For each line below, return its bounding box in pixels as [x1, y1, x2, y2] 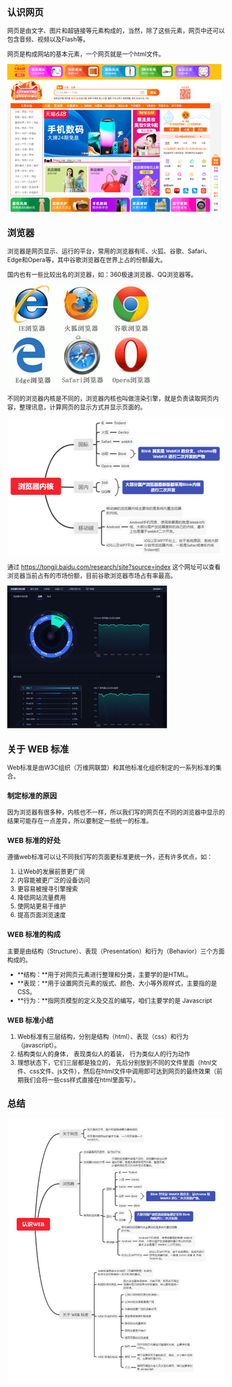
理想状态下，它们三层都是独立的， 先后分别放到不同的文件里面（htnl [17, 1058, 212, 1066]
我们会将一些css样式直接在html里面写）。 [23, 1075, 140, 1083]
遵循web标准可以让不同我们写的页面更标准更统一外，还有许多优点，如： [7, 853, 213, 861]
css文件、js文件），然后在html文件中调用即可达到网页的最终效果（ [29, 1067, 217, 1075]
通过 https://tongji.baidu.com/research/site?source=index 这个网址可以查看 [7, 562, 221, 570]
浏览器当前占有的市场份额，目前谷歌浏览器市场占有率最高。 [7, 571, 177, 579]
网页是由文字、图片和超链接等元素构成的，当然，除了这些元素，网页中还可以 [7, 26, 225, 35]
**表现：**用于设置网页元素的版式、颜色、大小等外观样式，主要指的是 [17, 979, 217, 987]
